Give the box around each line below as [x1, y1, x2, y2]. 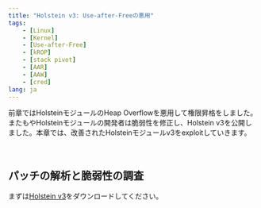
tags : [8, 19, 26, 27]
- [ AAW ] [22, 71, 48, 79]
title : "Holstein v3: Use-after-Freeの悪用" [8, 11, 155, 20]
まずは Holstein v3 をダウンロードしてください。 [8, 191, 163, 201]
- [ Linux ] [22, 26, 56, 34]
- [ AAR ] [22, 64, 48, 71]
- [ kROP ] [22, 48, 52, 56]
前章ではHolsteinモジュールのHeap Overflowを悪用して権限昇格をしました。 [8, 108, 258, 117]
